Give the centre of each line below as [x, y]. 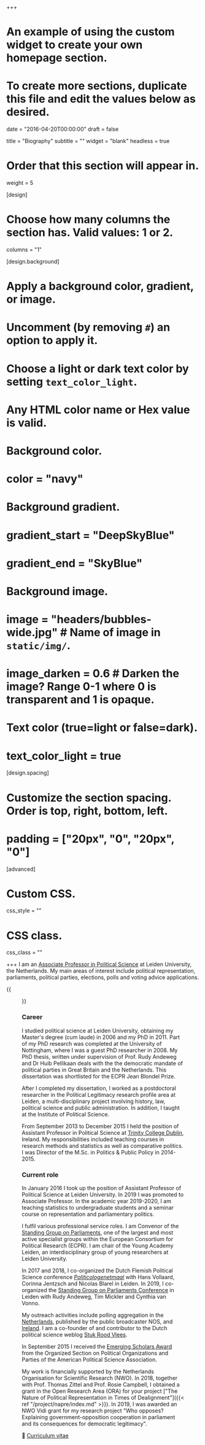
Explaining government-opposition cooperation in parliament [99, 1417]
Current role [40, 1175]
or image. [31, 299]
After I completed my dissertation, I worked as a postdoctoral [99, 1088]
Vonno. [31, 1303]
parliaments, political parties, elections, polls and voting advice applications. [103, 978]
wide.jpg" [32, 633]
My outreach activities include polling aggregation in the [93, 1315]
